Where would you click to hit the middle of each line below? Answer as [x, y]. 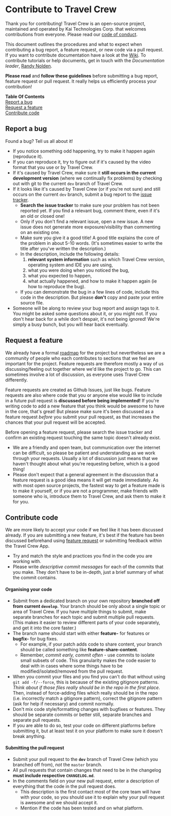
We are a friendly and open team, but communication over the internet [86, 447]
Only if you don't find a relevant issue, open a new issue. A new [87, 221]
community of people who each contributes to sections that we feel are [80, 358]
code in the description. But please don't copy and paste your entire [92, 297]
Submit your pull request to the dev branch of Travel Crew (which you [85, 759]
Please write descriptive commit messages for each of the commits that [88, 567]
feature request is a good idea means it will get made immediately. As [85, 480]
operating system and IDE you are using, [70, 265]
